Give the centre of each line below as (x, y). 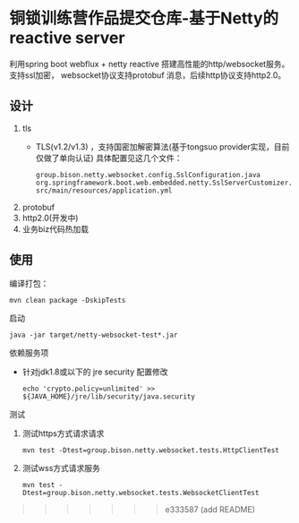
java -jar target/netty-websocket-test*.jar (94, 335)
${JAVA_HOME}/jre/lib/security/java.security (108, 396)
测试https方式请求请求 (63, 433)
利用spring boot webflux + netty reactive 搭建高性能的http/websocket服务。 (149, 64)
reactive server (67, 38)
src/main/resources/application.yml (104, 190)
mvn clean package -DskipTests (68, 300)
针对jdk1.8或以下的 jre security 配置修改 (95, 372)
